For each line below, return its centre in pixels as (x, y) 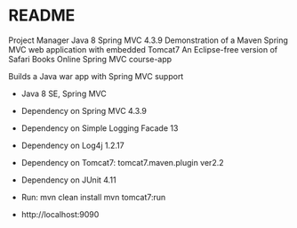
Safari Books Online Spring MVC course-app (90, 59)
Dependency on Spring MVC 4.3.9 (84, 110)
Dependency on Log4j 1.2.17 (73, 145)
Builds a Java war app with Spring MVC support (96, 76)
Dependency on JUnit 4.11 (68, 180)
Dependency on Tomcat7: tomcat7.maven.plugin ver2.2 (122, 162)
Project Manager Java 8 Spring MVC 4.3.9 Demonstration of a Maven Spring (148, 40)
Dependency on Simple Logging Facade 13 (100, 128)
